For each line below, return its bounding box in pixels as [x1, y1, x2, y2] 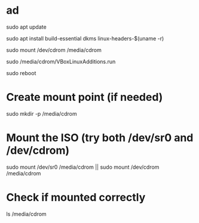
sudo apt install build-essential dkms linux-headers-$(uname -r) [6, 35, 164, 42]
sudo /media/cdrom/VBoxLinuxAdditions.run [6, 58, 116, 65]
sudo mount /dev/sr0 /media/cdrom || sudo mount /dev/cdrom [6, 163, 160, 171]
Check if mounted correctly [6, 191, 146, 204]
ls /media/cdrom [6, 210, 47, 218]
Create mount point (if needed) [6, 91, 163, 104]
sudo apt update [6, 23, 47, 30]
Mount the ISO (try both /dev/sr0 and [6, 131, 194, 145]
